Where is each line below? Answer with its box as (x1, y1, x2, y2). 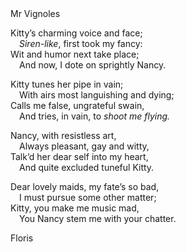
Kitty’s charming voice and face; (10, 27, 143, 39)
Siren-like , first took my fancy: (19, 38, 143, 49)
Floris (10, 232, 34, 244)
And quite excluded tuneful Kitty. (19, 162, 155, 173)
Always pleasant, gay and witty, (19, 140, 150, 152)
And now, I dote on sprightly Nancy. (19, 59, 167, 71)
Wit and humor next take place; (10, 48, 140, 60)
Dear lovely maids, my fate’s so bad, (10, 181, 160, 192)
